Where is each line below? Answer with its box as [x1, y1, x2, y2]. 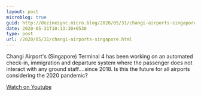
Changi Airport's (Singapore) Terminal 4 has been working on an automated [6, 53, 193, 60]
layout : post [6, 8, 39, 15]
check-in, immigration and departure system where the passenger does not [6, 59, 193, 66]
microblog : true [6, 14, 47, 20]
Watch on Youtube [6, 83, 52, 90]
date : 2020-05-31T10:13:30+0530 [6, 25, 87, 32]
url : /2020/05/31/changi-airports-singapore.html [6, 36, 133, 42]
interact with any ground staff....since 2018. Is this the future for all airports [6, 66, 190, 72]
